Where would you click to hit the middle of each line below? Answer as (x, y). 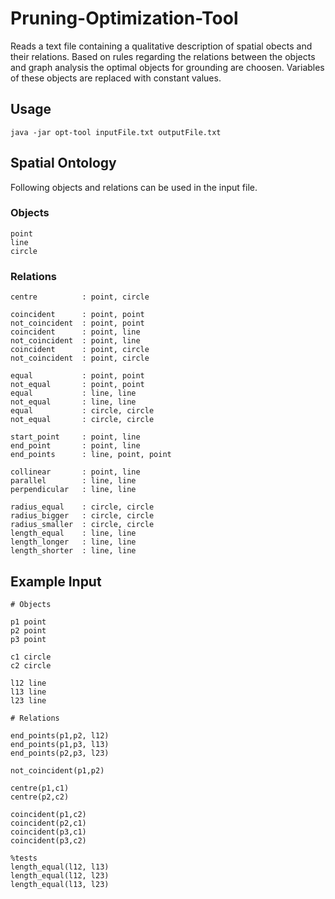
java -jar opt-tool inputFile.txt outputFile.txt (116, 132)
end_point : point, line (75, 446)
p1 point (28, 622)
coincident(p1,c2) (48, 814)
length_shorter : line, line (73, 551)
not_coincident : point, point (77, 323)
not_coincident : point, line (75, 341)
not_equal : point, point (77, 385)
